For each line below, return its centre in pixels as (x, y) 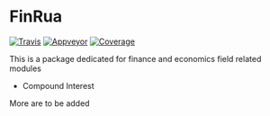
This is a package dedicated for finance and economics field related (135, 58)
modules (26, 68)
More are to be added (49, 103)
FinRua (36, 17)
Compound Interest (58, 85)
